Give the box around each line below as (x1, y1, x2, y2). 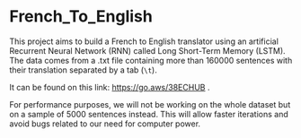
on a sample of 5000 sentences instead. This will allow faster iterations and (9, 108, 289, 119)
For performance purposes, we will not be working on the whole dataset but (9, 99, 291, 109)
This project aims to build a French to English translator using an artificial (9, 36, 279, 47)
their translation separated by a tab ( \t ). (9, 65, 157, 75)
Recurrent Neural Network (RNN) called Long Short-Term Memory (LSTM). (9, 45, 286, 56)
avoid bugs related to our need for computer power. (9, 118, 200, 129)
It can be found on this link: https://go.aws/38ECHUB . (9, 82, 210, 92)
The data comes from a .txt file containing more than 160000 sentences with (9, 55, 293, 65)
